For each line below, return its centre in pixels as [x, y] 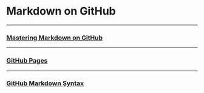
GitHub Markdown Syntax [45, 83]
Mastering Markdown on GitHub [55, 38]
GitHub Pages [27, 61]
